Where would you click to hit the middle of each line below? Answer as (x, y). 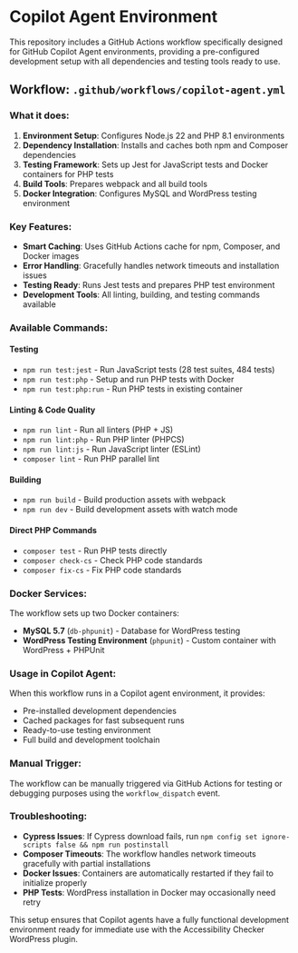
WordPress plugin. (44, 938)
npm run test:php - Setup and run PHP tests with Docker (128, 380)
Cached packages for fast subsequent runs (103, 720)
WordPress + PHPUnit (63, 650)
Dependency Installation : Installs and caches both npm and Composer (155, 145)
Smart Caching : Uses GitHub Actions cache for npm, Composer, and (151, 246)
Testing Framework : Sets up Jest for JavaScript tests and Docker (145, 164)
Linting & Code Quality (53, 410)
